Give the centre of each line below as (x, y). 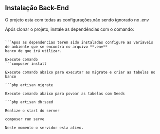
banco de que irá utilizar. (34, 51)
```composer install (26, 64)
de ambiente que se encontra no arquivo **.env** (56, 47)
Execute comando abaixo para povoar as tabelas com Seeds (65, 94)
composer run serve (25, 119)
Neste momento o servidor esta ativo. (44, 128)
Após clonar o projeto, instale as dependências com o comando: (70, 29)
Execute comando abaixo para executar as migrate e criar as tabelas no (80, 72)
